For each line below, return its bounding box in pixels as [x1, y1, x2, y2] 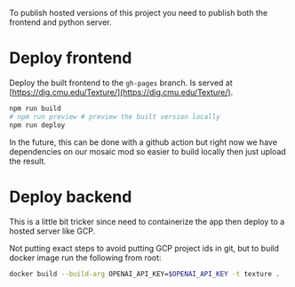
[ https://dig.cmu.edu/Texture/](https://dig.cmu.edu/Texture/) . [9, 86, 234, 97]
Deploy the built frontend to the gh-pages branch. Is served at [9, 77, 233, 88]
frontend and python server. [9, 17, 112, 28]
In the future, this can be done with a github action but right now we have [9, 137, 278, 147]
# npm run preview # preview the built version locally [9, 112, 220, 121]
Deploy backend [9, 187, 132, 207]
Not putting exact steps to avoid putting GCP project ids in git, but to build [9, 243, 280, 253]
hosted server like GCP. [9, 226, 96, 236]
